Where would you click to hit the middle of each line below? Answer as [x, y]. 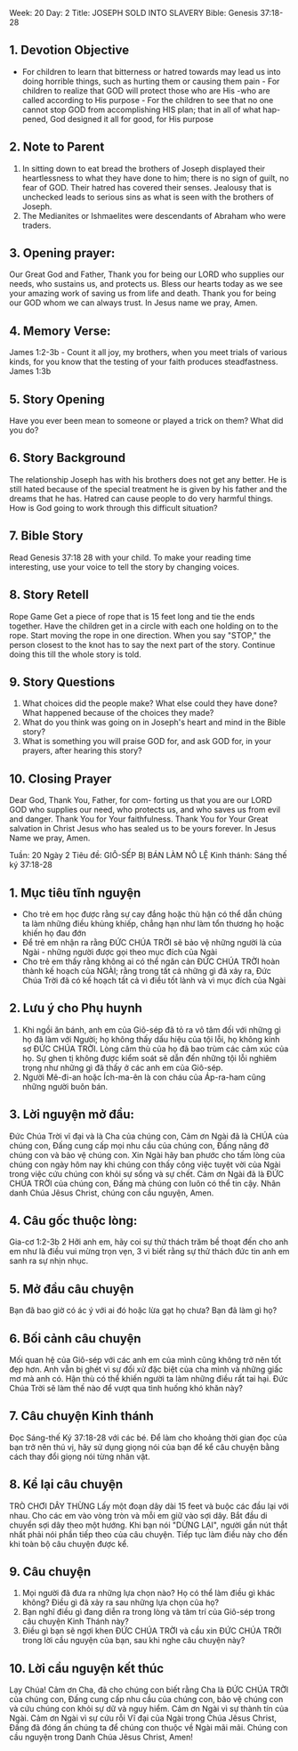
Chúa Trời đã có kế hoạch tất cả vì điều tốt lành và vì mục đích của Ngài [154, 980]
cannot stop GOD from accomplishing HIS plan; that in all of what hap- [151, 109]
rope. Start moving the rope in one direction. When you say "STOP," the [140, 635]
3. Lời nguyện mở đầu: [72, 1115]
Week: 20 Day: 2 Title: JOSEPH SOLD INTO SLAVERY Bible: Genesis [134, 13]
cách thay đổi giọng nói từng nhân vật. [80, 1456]
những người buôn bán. [65, 1086]
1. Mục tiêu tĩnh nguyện [75, 892]
